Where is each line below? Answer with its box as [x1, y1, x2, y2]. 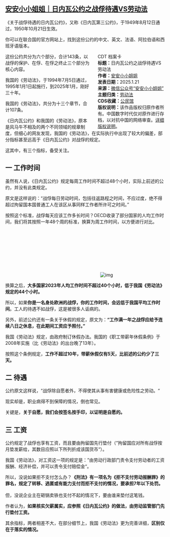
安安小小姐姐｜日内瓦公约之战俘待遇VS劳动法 [5, 5, 148, 14]
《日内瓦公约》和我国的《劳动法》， [5, 117, 78, 123]
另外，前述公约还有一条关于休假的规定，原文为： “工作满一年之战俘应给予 [5, 316, 158, 323]
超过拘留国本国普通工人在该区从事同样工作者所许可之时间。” [5, 201, 130, 207]
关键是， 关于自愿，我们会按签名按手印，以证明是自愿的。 [5, 409, 125, 415]
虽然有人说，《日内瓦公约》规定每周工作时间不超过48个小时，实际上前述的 [5, 178, 159, 184]
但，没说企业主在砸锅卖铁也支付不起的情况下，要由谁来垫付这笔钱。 [5, 492, 147, 498]
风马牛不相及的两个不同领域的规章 [9, 124, 81, 130]
